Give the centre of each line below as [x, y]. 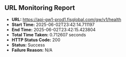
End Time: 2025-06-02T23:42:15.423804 [54, 29]
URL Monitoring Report [40, 8]
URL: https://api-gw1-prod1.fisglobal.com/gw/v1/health [66, 19]
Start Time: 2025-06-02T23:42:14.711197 [53, 24]
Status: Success [28, 45]
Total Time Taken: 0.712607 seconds [49, 34]
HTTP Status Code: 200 [36, 40]
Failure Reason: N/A [32, 50]
